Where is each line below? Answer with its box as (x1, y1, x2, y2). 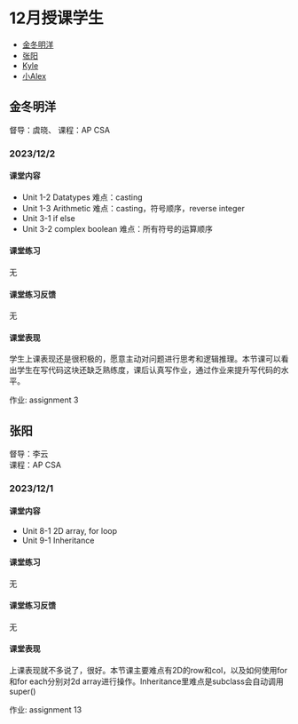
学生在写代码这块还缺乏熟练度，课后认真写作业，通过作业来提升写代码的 (16, 365, 281, 376)
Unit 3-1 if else (21, 212, 75, 223)
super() (9, 686, 36, 697)
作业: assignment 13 (9, 704, 82, 715)
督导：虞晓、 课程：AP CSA (9, 124, 111, 135)
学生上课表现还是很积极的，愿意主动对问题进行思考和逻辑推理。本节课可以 (9, 354, 281, 364)
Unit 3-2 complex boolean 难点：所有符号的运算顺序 (21, 223, 213, 234)
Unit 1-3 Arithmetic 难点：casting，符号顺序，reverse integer (21, 203, 246, 213)
